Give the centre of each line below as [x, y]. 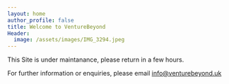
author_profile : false [41, 20]
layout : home [27, 14]
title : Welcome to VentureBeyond [57, 27]
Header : [19, 33]
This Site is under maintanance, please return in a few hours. [96, 59]
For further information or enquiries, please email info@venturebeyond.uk [114, 73]
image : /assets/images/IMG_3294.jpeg [69, 40]
